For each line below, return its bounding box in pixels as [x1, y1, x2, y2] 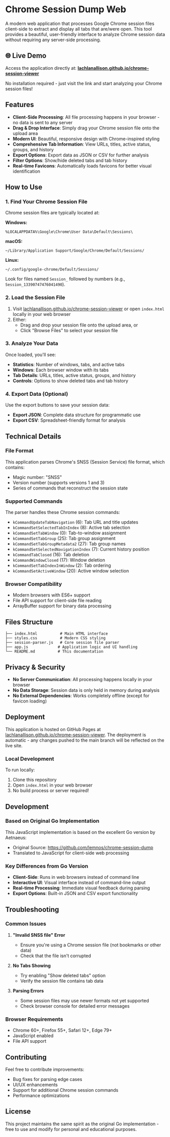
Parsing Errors [12, 987, 44, 994]
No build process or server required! [12, 788, 89, 794]
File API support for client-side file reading [12, 598, 102, 604]
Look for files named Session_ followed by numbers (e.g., [5, 276, 126, 282]
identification [12, 168, 41, 174]
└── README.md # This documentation [5, 649, 103, 654]
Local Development [5, 755, 54, 762]
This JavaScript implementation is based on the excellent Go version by [5, 829, 156, 835]
